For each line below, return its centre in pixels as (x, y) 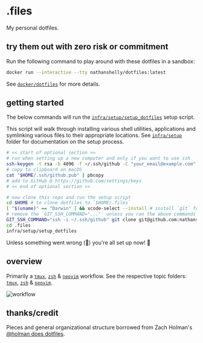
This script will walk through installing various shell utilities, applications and (101, 129)
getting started (35, 103)
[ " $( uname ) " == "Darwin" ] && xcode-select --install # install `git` (98, 209)
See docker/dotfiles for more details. (53, 84)
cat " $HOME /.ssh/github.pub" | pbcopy (55, 175)
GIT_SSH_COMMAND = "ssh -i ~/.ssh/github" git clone (71, 220)
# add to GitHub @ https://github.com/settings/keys (74, 181)
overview (24, 261)
